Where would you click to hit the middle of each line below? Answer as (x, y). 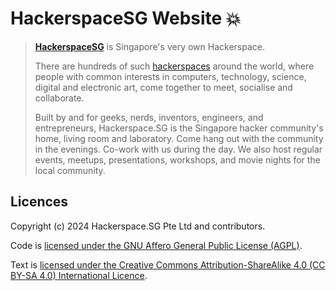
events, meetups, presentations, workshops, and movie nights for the (177, 159)
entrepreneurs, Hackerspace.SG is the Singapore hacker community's (179, 128)
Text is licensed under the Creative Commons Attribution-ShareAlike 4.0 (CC (168, 264)
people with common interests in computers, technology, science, (170, 76)
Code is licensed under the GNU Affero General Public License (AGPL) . (156, 245)
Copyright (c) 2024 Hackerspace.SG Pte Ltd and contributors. (138, 226)
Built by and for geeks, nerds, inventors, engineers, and (149, 117)
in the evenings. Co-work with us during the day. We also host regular (178, 149)
